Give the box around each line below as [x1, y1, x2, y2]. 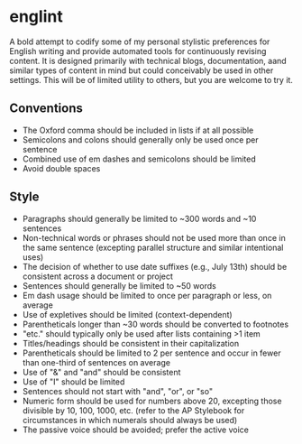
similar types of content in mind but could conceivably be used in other [9, 65, 274, 76]
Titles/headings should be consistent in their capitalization [22, 338, 240, 348]
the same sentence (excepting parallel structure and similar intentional [22, 242, 284, 253]
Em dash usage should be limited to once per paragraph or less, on [22, 290, 272, 301]
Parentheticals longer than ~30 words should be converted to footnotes [22, 319, 289, 329]
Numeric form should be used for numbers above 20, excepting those [22, 395, 282, 406]
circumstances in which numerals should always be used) [22, 414, 238, 425]
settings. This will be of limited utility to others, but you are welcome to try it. [9, 74, 293, 85]
